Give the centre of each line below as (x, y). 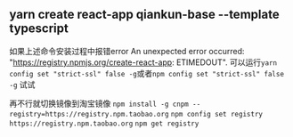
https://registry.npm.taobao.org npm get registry (104, 124)
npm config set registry (216, 114)
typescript (39, 29)
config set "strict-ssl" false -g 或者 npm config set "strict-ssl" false (147, 73)
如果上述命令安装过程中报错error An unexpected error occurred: (127, 51)
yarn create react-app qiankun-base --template (144, 15)
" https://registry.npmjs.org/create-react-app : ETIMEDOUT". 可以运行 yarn (143, 62)
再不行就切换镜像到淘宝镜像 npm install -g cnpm (99, 103)
